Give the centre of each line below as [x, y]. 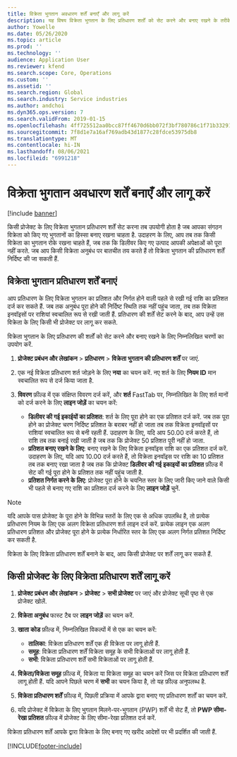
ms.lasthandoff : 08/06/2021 [49, 152]
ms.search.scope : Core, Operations [60, 73]
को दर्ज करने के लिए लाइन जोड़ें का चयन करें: [67, 403]
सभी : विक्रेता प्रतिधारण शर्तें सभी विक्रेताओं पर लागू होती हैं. [91, 660]
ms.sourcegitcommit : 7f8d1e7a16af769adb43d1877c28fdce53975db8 [102, 132]
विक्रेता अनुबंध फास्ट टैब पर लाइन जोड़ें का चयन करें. [76, 616]
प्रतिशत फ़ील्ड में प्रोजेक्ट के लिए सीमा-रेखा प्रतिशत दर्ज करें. [92, 718]
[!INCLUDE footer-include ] [45, 746]
